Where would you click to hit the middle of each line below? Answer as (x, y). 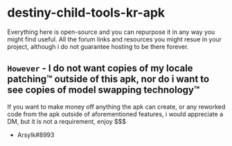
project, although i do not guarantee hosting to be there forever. (98, 46)
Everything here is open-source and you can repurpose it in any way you (111, 32)
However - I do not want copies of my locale (100, 68)
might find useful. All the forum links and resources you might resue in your (115, 39)
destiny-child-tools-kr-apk (86, 13)
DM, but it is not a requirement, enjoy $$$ (67, 121)
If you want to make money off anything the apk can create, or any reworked (116, 107)
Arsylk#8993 (36, 135)
